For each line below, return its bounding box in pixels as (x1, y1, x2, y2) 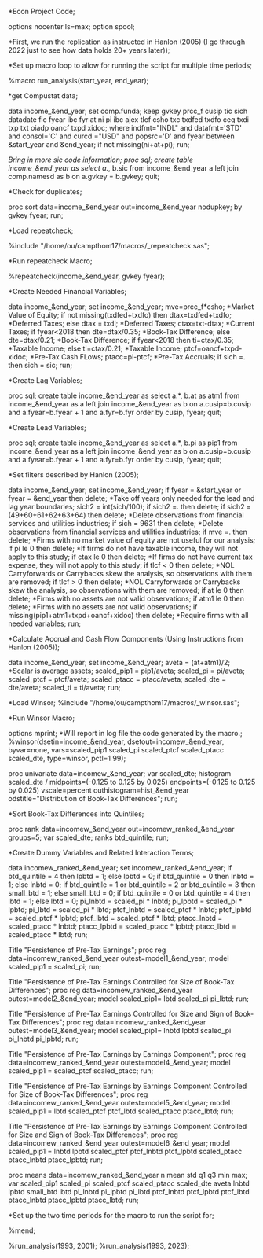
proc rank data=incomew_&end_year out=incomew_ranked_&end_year (8, 825, 235, 833)
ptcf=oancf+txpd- (184, 344, 243, 353)
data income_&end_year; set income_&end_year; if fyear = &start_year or (8, 485, 242, 495)
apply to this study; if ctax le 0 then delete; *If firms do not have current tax (8, 552, 253, 561)
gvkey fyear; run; (8, 211, 64, 219)
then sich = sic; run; (8, 361, 73, 370)
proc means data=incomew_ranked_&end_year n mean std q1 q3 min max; (8, 1171, 248, 1179)
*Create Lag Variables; (8, 376, 82, 384)
